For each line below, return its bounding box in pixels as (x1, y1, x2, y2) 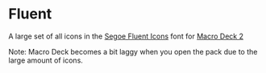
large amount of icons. (8, 55, 83, 65)
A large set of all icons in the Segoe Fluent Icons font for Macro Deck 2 (8, 31, 244, 41)
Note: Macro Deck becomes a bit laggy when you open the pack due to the (8, 47, 258, 56)
